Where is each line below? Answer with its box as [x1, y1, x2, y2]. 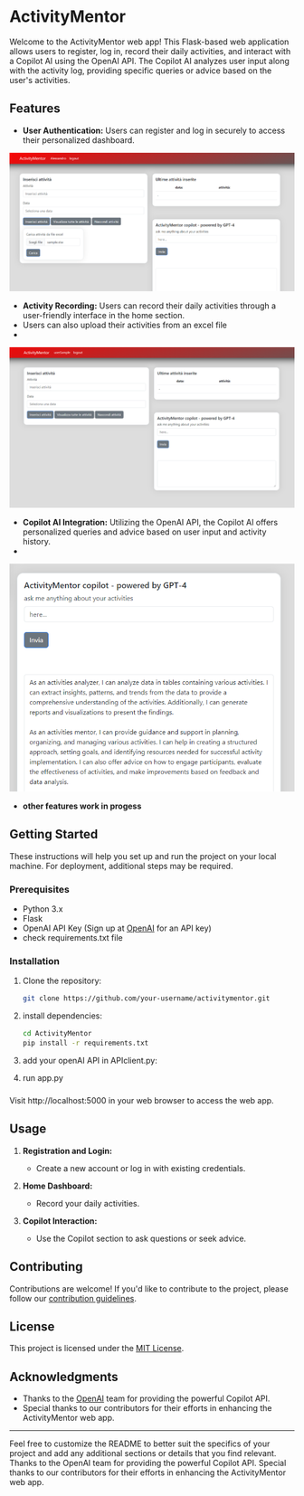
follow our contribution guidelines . [9, 1292, 138, 1303]
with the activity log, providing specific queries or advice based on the [9, 65, 272, 76]
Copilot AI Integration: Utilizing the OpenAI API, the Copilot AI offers [22, 516, 279, 527]
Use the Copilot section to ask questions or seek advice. [35, 1233, 247, 1244]
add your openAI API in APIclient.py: [22, 1056, 158, 1066]
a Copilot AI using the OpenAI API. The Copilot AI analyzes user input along [9, 55, 290, 66]
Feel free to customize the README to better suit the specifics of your [9, 1438, 271, 1449]
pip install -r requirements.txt [22, 1038, 149, 1048]
